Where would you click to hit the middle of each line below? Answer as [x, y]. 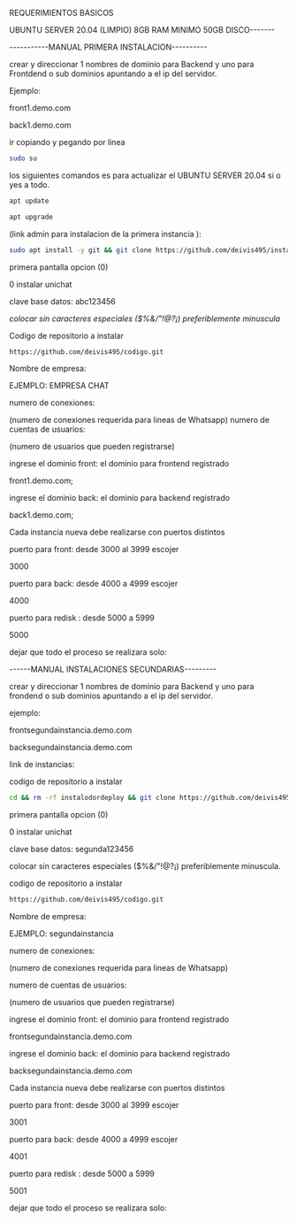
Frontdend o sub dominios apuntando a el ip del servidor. [113, 73]
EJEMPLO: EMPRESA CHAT [59, 386]
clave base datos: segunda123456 [72, 849]
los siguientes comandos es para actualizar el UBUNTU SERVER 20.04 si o [145, 175]
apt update [29, 201]
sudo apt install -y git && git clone [80, 250]
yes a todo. [30, 184]
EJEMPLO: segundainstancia [61, 934]
